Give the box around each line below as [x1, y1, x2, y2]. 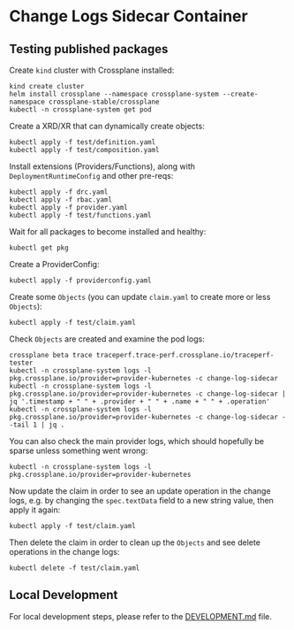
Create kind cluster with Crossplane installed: [9, 65, 175, 75]
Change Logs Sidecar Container [9, 6, 249, 27]
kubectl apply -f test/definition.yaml [9, 138, 156, 147]
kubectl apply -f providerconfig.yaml [9, 276, 152, 285]
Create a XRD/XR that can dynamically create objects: [9, 121, 205, 131]
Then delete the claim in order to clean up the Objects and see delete [9, 537, 260, 548]
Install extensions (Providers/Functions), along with [9, 161, 196, 172]
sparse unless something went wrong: [9, 445, 148, 456]
